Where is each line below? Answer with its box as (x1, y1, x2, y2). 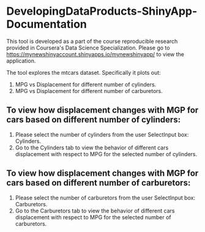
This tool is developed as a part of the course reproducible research (6, 37, 178, 45)
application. (6, 57, 36, 64)
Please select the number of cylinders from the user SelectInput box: (15, 130, 189, 138)
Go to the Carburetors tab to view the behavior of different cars (15, 207, 175, 214)
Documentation (6, 17, 88, 31)
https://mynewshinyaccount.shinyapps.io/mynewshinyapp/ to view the (6, 50, 185, 58)
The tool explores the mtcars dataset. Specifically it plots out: (6, 69, 161, 76)
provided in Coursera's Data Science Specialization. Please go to (6, 44, 170, 51)
